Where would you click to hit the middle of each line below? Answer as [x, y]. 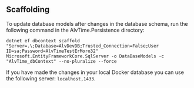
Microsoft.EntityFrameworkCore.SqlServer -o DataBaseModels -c [85, 56]
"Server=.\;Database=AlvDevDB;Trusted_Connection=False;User [83, 46]
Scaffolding [28, 10]
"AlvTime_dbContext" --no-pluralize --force [61, 61]
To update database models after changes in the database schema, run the [97, 23]
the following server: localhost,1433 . [51, 78]
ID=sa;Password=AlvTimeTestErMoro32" [52, 51]
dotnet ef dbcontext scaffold [43, 40]
